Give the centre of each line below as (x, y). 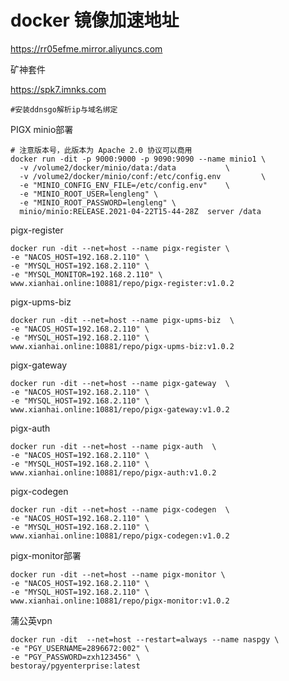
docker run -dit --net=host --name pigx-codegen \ (120, 509)
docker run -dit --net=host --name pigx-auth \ (113, 446)
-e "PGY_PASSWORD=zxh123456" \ (75, 657)
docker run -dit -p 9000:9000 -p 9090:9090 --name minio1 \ (138, 159)
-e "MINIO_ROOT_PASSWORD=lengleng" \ (98, 202)
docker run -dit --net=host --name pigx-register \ (120, 248)
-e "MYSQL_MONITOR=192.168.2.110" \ (86, 274)
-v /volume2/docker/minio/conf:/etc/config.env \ (143, 176)
